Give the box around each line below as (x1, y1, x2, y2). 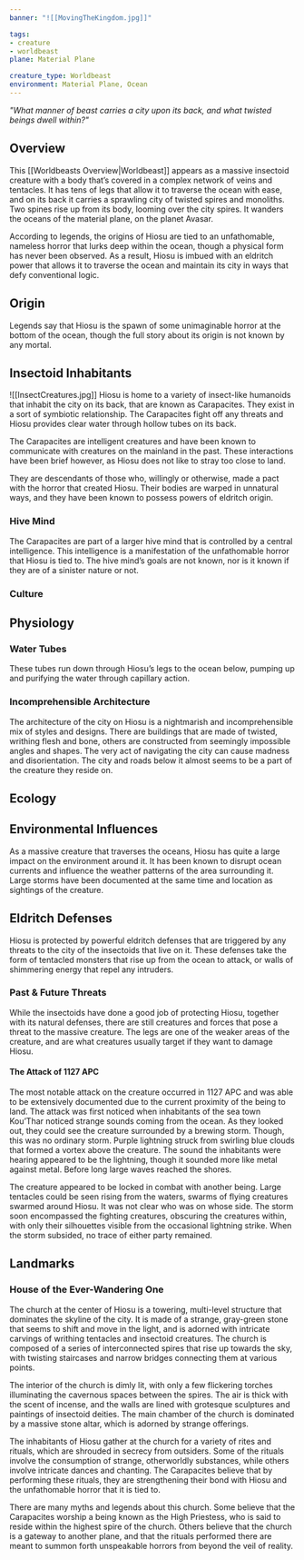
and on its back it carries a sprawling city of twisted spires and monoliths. (9, 194, 285, 204)
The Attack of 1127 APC (9, 1067, 100, 1078)
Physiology (9, 615, 74, 631)
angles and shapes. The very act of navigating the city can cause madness (9, 745, 290, 756)
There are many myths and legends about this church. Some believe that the (9, 1501, 296, 1513)
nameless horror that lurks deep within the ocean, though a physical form (9, 240, 284, 251)
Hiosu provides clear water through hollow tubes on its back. (9, 419, 238, 430)
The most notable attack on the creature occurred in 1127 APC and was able (9, 1087, 293, 1098)
